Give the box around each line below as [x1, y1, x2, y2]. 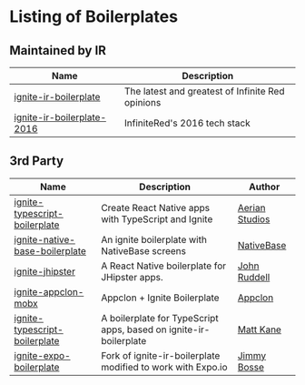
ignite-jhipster [14, 265, 75, 278]
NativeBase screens [101, 244, 186, 257]
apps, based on [101, 323, 167, 336]
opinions [123, 96, 162, 108]
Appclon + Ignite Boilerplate [101, 291, 220, 304]
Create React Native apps [101, 201, 211, 214]
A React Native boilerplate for [101, 259, 227, 272]
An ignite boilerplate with [101, 233, 207, 246]
